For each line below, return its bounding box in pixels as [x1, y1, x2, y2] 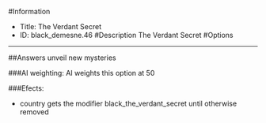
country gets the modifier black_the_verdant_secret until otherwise [19, 99, 237, 108]
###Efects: [8, 84, 44, 93]
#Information [8, 7, 51, 16]
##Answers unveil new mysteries [8, 53, 116, 62]
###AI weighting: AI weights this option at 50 [8, 69, 155, 77]
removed [19, 107, 49, 117]
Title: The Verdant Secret [19, 22, 102, 31]
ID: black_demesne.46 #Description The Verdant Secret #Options [19, 31, 234, 39]
